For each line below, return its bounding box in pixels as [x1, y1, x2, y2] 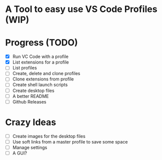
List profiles [12, 65, 37, 71]
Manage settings [12, 144, 48, 150]
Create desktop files [12, 87, 55, 93]
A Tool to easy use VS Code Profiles [5, 3, 157, 15]
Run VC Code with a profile [12, 53, 69, 59]
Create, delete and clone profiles [12, 70, 80, 76]
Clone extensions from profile [12, 76, 74, 82]
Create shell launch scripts [12, 81, 68, 88]
